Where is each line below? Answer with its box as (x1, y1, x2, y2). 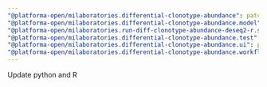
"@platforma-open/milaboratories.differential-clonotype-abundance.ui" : (7, 41, 254, 49)
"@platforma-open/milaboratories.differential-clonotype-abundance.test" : (7, 33, 261, 42)
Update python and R (7, 70, 77, 79)
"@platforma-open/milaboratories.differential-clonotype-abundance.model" (7, 19, 261, 27)
